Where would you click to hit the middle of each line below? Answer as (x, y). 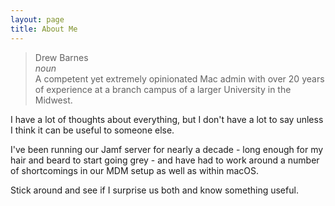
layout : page (37, 19)
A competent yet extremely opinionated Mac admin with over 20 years (179, 78)
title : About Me (44, 29)
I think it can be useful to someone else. (92, 130)
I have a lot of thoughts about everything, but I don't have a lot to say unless (167, 119)
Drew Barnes (61, 57)
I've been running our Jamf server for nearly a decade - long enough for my (167, 149)
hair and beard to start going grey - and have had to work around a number (165, 160)
